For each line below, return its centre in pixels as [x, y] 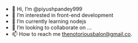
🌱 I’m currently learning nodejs [49, 21]
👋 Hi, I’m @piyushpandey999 [47, 9]
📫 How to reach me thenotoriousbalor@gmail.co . [72, 34]
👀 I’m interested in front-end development [63, 15]
